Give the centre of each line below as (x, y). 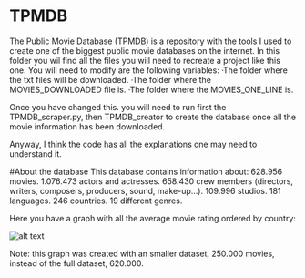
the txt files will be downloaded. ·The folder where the (111, 79)
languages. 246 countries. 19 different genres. (96, 201)
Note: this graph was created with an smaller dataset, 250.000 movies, (142, 253)
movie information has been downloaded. (87, 126)
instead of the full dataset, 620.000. (76, 263)
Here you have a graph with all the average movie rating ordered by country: (152, 218)
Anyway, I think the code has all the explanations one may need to (133, 144)
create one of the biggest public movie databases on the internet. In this (145, 50)
